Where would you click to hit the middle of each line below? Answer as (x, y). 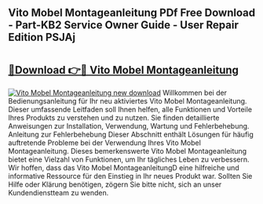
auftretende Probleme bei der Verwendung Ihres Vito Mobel (105, 143)
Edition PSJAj (42, 37)
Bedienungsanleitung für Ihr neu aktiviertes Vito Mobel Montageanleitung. (128, 101)
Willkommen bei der (195, 93)
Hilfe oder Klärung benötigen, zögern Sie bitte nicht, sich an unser (115, 184)
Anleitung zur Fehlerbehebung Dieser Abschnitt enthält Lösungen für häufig (131, 134)
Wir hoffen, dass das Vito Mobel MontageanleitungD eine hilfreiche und (124, 168)
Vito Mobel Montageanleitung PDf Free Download (132, 13)
